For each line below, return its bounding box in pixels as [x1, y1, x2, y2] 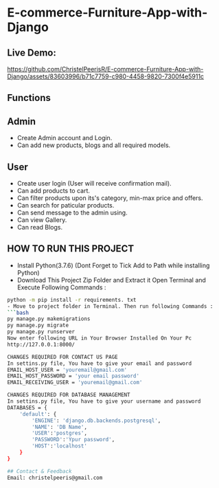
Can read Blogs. [16, 223, 63, 232]
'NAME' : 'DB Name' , [32, 423, 88, 430]
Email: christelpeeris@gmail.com [7, 474, 103, 481]
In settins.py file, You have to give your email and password [7, 359, 192, 367]
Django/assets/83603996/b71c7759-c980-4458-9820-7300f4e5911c [7, 72, 205, 80]
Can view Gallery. [16, 216, 67, 224]
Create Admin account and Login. [16, 134, 113, 142]
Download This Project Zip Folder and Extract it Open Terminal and [16, 276, 206, 284]
